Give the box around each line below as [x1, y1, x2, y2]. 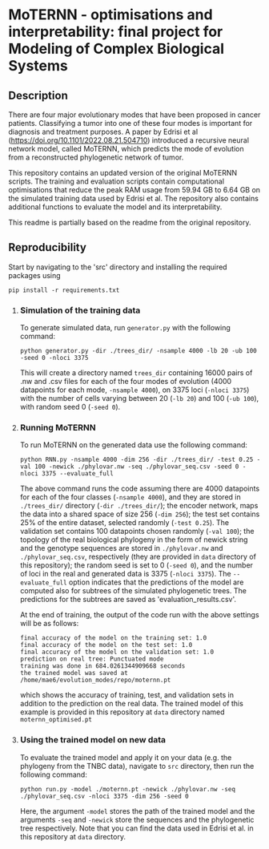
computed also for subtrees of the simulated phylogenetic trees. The [19, 586, 247, 596]
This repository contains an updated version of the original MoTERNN [8, 168, 238, 177]
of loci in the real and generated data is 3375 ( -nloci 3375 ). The [19, 569, 231, 579]
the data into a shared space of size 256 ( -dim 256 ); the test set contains [19, 509, 260, 519]
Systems [8, 57, 68, 75]
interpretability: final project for [8, 22, 223, 41]
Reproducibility [8, 241, 86, 254]
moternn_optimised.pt [19, 716, 92, 724]
